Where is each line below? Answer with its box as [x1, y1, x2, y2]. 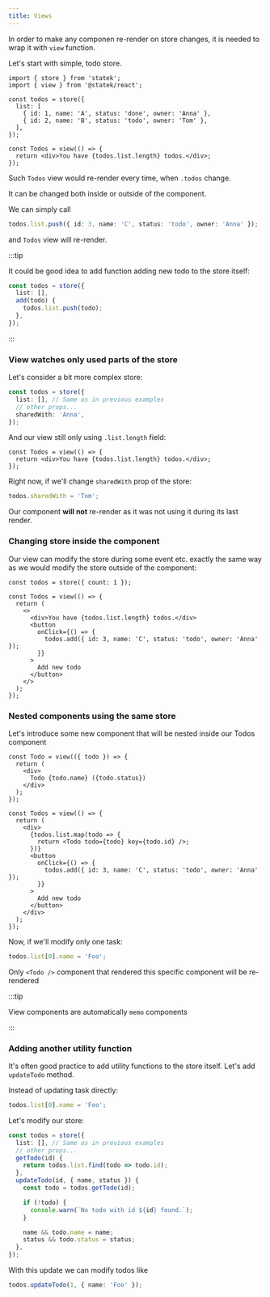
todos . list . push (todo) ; [23, 304, 103, 312]
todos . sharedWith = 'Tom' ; [8, 492, 99, 501]
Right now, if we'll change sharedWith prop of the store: [8, 476, 192, 486]
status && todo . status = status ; [23, 1236, 136, 1244]
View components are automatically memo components [8, 1007, 188, 1016]
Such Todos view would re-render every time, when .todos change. [8, 173, 232, 183]
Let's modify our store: [8, 1115, 85, 1125]
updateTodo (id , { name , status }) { [15, 1177, 139, 1185]
